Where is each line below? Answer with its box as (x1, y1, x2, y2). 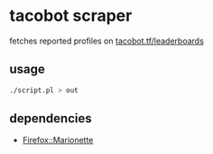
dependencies (9, 111, 92, 127)
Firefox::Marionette (22, 135, 94, 146)
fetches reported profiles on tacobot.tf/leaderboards (9, 35, 205, 46)
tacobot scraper (9, 5, 133, 26)
